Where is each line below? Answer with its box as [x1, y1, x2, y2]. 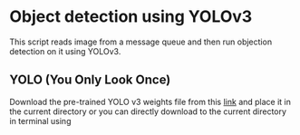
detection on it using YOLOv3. [9, 45, 121, 56]
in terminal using [9, 115, 72, 126]
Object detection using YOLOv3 [9, 6, 253, 27]
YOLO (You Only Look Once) [9, 72, 171, 88]
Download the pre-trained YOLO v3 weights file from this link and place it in [9, 96, 292, 107]
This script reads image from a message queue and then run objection [9, 36, 273, 47]
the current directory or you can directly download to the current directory [9, 106, 287, 117]
